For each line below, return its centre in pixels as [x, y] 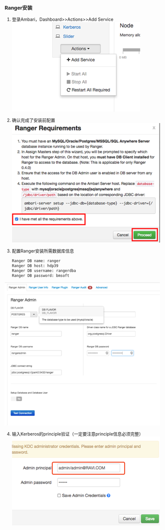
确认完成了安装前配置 [33, 120]
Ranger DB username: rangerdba [44, 271]
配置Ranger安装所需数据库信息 [43, 251]
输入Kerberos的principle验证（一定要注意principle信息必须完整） [78, 434]
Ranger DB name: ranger [36, 261]
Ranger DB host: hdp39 [35, 266]
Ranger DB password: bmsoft [40, 276]
